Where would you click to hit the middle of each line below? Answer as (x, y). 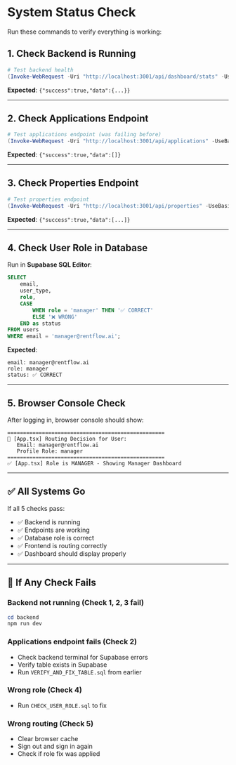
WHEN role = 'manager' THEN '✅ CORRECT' (93, 310)
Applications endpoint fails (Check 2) (72, 641)
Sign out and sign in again (55, 746)
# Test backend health (40, 70)
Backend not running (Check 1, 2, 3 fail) (76, 603)
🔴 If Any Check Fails (52, 583)
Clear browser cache (48, 739)
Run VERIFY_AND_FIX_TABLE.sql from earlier (79, 672)
